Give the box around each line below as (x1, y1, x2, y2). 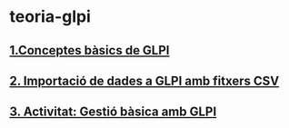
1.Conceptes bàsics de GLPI (9, 43, 170, 58)
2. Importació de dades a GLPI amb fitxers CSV (9, 73, 280, 88)
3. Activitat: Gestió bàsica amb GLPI (9, 104, 217, 120)
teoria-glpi (9, 6, 91, 27)
